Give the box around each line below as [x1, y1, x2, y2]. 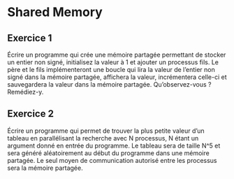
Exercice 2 [7, 108, 54, 120]
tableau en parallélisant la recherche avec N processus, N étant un [7, 134, 199, 142]
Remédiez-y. [7, 88, 44, 96]
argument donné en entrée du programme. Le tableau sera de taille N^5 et [7, 141, 221, 150]
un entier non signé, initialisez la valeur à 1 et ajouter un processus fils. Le [7, 58, 219, 66]
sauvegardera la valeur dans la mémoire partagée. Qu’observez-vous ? [7, 80, 212, 88]
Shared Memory [7, 4, 103, 20]
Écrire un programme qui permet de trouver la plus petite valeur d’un [7, 127, 205, 135]
